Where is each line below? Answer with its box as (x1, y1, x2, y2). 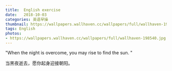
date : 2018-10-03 (5, 12, 47, 17)
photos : (5, 31, 22, 36)
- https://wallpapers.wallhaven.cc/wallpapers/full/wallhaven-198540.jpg (5, 36, 166, 41)
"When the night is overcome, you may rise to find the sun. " (5, 49, 133, 56)
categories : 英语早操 (5, 17, 49, 22)
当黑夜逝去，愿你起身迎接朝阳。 (5, 60, 73, 66)
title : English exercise (5, 7, 60, 13)
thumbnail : (5, 21, 29, 27)
